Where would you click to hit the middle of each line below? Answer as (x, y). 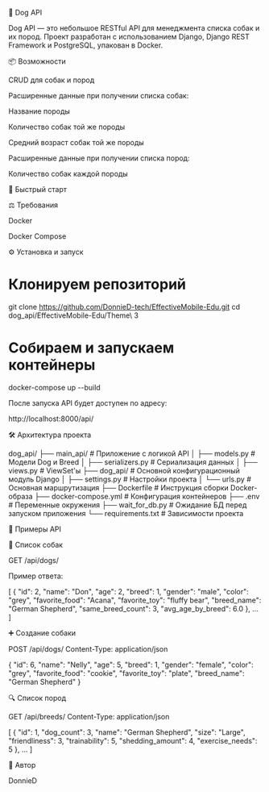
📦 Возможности (37, 61)
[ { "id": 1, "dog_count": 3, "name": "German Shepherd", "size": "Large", (127, 732)
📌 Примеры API (35, 529)
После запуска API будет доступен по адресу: (88, 402)
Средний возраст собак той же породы (77, 142)
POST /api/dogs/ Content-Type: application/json (88, 648)
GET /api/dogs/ (33, 560)
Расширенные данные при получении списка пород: (99, 158)
